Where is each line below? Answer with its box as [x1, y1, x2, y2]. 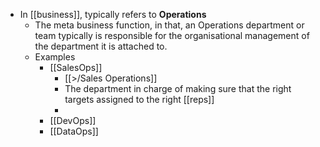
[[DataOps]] [49, 125, 99, 137]
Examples [34, 51, 76, 63]
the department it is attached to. [34, 40, 168, 52]
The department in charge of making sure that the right [64, 83, 292, 94]
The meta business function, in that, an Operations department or [34, 19, 305, 31]
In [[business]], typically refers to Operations [19, 9, 207, 20]
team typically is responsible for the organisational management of [34, 30, 310, 41]
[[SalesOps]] [49, 62, 103, 73]
